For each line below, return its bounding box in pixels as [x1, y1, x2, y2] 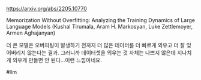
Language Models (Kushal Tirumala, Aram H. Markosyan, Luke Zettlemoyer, [6, 23, 193, 30]
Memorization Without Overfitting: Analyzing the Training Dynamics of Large [6, 17, 195, 23]
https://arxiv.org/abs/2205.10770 [6, 5, 87, 12]
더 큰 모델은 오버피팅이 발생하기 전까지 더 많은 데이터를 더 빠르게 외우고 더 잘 [6, 42, 185, 48]
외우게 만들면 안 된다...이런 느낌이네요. [12, 57, 102, 63]
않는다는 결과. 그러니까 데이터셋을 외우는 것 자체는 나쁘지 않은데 [26, 49, 176, 56]
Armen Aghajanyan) [6, 29, 56, 36]
